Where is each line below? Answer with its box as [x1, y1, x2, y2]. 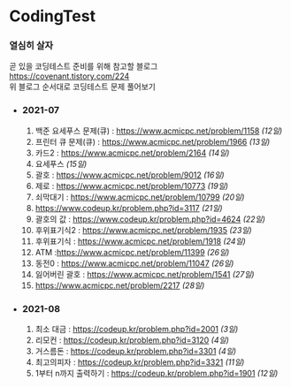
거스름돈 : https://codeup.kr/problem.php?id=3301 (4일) [34, 346, 237, 357]
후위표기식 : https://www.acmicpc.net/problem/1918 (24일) [34, 236, 246, 247]
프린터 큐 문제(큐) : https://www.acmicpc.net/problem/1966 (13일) [34, 136, 271, 147]
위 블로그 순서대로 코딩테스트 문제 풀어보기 [9, 81, 157, 92]
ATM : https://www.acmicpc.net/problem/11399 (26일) [34, 247, 230, 257]
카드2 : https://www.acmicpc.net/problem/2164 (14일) [34, 148, 230, 158]
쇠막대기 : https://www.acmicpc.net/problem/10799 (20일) [34, 192, 245, 202]
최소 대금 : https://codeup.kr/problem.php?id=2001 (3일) [34, 324, 239, 335]
